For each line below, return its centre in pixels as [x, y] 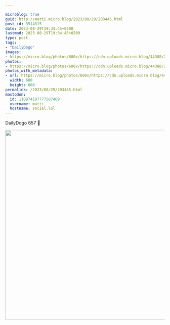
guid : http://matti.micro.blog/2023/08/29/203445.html [64, 19]
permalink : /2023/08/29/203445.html [44, 90]
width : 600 [21, 80]
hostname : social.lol [33, 109]
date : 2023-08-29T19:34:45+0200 [39, 28]
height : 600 [23, 85]
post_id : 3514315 [24, 24]
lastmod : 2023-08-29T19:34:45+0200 [43, 33]
